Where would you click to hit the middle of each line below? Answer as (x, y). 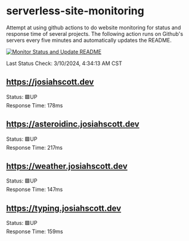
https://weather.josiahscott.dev (67, 166)
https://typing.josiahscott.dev (64, 208)
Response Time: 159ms (35, 231)
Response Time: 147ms (35, 190)
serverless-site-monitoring (75, 11)
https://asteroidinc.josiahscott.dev (73, 124)
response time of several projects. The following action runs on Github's (95, 33)
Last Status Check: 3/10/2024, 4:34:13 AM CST (64, 63)
